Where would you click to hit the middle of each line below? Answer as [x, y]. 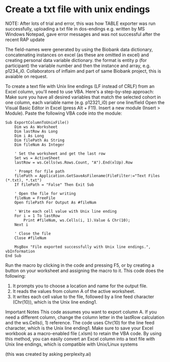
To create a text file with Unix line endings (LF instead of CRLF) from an [80, 86]
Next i [21, 224]
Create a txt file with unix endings [78, 9]
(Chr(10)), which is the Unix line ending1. [55, 302]
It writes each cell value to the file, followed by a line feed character [83, 297]
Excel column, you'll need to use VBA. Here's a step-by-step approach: [80, 91]
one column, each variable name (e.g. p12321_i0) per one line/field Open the [85, 102]
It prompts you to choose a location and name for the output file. [80, 286]
